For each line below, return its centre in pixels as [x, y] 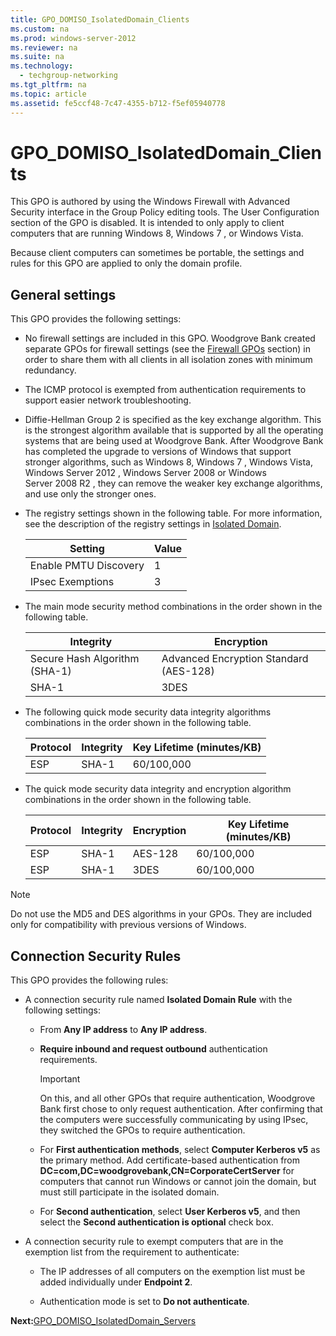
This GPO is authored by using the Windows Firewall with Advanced [150, 202]
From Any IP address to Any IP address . [123, 1030]
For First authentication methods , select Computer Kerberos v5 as [180, 1150]
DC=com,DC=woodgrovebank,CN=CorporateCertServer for [167, 1171]
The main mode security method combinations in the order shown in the [173, 607]
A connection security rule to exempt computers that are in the [154, 1242]
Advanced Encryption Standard [235, 659]
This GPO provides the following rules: [89, 980]
